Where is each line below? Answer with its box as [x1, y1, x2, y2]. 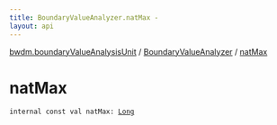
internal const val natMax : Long [9, 107, 135, 117]
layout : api [9, 22, 54, 31]
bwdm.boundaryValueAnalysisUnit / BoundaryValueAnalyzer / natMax [9, 46, 268, 57]
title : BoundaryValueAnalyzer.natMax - [9, 13, 159, 22]
